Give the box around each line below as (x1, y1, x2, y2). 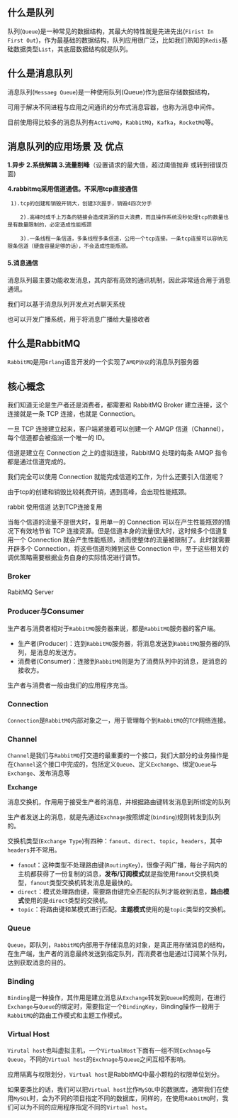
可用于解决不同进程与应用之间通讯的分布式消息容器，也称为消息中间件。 (7, 102, 218, 111)
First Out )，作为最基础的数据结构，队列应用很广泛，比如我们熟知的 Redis (7, 35, 222, 44)
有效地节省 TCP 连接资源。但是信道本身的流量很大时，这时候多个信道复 (19, 527, 228, 535)
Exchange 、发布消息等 (7, 769, 71, 777)
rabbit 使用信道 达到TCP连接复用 (7, 503, 103, 511)
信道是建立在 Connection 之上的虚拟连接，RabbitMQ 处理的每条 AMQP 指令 (7, 449, 228, 457)
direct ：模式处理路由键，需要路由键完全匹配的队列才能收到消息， (17, 887, 211, 896)
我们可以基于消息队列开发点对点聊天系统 (7, 300, 125, 308)
